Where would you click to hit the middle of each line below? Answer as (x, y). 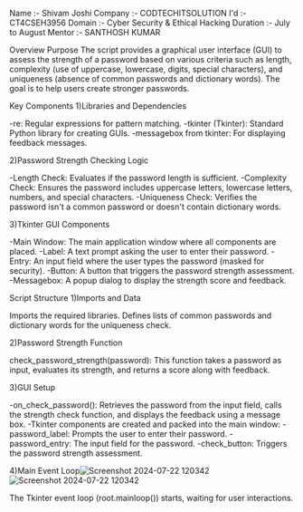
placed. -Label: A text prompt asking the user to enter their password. (139, 251)
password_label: (40, 434)
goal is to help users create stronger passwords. (99, 88)
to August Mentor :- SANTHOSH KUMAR (85, 32)
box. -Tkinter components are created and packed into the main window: (145, 424)
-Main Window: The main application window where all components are (143, 242)
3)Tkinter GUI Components (60, 224)
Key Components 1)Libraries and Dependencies (98, 106)
